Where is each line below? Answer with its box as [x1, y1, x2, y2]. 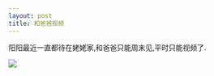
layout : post [8, 11, 53, 20]
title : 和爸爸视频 [8, 19, 65, 27]
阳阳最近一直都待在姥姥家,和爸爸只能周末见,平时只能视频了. [8, 42, 207, 53]
